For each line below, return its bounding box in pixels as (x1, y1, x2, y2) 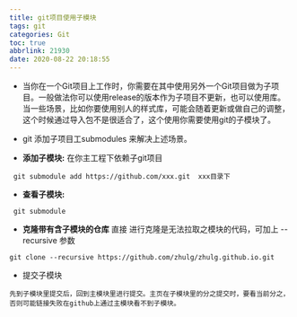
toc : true (9, 38, 47, 48)
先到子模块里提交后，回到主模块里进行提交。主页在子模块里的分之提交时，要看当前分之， (9, 289, 290, 298)
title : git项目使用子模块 (9, 13, 97, 22)
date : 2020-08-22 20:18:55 (9, 55, 110, 64)
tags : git (9, 22, 47, 31)
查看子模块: (22, 189, 66, 199)
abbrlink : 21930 (9, 47, 70, 56)
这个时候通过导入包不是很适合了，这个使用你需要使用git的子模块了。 (22, 114, 276, 125)
